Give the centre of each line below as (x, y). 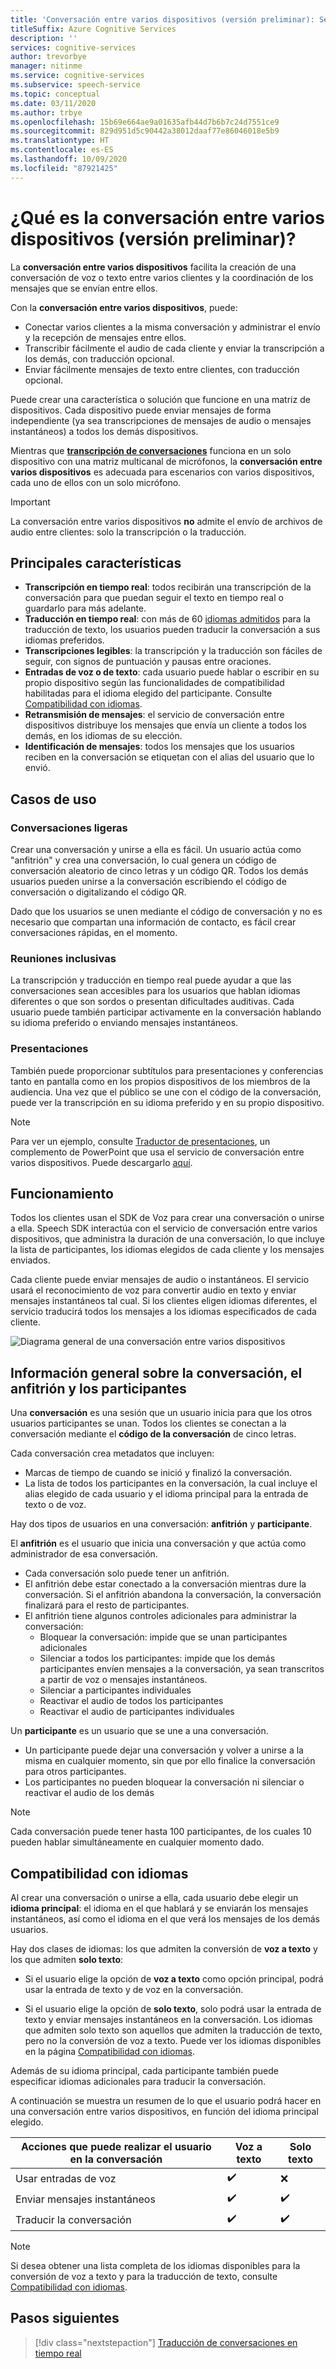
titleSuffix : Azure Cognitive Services (93, 29)
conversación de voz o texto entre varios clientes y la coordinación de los (162, 277)
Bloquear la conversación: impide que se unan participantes (163, 1637)
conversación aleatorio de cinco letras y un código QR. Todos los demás (159, 871)
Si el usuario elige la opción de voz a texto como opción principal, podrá (174, 1979)
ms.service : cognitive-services (77, 76)
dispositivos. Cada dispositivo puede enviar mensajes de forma (141, 410)
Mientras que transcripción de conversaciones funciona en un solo (151, 450)
